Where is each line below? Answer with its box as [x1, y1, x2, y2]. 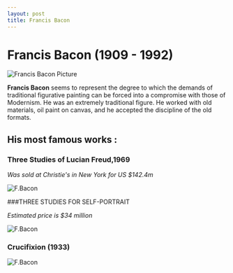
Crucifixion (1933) [7, 242, 70, 252]
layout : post [7, 10, 45, 17]
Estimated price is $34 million [7, 211, 93, 220]
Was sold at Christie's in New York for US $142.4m [7, 171, 153, 179]
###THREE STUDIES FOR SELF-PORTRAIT [7, 197, 130, 206]
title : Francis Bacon [7, 17, 70, 24]
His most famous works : [7, 134, 117, 146]
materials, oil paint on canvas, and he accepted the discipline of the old [7, 106, 212, 114]
